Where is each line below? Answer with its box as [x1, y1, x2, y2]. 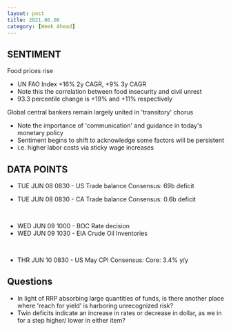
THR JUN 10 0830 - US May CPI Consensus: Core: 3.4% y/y [17, 256, 188, 264]
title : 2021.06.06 [7, 17, 60, 23]
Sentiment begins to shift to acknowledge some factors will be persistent [17, 136, 225, 145]
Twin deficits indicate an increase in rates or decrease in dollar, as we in [17, 308, 222, 317]
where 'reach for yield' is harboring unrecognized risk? [17, 301, 174, 310]
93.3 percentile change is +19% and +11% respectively [17, 94, 173, 103]
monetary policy [17, 129, 64, 137]
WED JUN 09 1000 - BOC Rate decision [17, 222, 130, 230]
